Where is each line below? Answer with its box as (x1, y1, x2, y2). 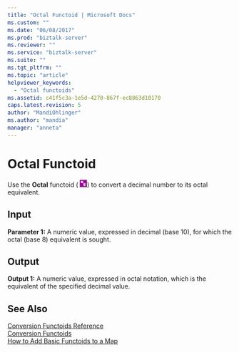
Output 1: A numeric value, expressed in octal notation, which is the (7, 274, 207, 283)
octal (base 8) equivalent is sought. (7, 235, 111, 244)
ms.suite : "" (7, 57, 46, 64)
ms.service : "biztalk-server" (7, 49, 98, 56)
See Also (7, 303, 48, 315)
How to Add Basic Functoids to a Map (7, 337, 118, 346)
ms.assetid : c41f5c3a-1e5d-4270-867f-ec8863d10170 (7, 94, 161, 101)
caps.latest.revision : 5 (7, 102, 81, 109)
